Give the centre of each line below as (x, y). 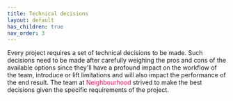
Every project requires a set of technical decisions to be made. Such (105, 53)
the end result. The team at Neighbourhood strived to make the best (105, 83)
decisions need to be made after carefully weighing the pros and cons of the (117, 61)
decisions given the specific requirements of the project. (88, 90)
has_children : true (35, 26)
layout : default (31, 20)
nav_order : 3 (26, 33)
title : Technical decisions (48, 14)
